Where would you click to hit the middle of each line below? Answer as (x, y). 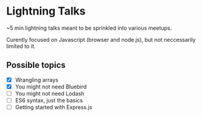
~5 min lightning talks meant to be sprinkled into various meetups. (89, 28)
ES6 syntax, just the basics (49, 100)
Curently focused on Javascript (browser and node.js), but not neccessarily (101, 39)
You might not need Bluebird (51, 87)
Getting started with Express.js (54, 107)
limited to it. (21, 46)
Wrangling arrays (37, 79)
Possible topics (36, 65)
